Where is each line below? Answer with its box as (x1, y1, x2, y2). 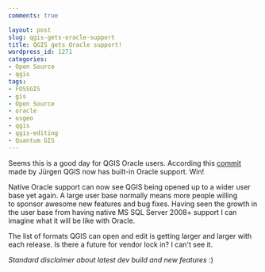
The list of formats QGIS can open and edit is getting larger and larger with (8, 231, 252, 240)
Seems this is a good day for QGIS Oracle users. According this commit (8, 158, 242, 167)
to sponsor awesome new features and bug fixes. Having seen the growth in (8, 199, 258, 209)
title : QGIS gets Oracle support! (8, 40, 123, 48)
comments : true (8, 11, 59, 20)
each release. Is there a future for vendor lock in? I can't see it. (8, 239, 213, 249)
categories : (8, 56, 48, 63)
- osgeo (8, 114, 34, 123)
